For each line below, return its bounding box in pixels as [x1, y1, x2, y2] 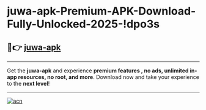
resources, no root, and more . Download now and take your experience [18, 74, 199, 80]
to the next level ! [7, 80, 50, 87]
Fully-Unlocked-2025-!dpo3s [7, 17, 160, 31]
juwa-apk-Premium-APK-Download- [7, 4, 196, 18]
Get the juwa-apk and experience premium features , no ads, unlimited [7, 67, 189, 74]
